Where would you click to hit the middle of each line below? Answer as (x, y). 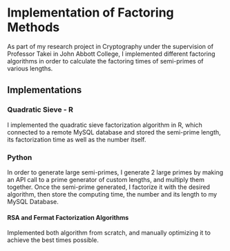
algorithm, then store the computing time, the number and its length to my (112, 194)
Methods (33, 27)
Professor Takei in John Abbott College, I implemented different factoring (111, 54)
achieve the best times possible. (53, 240)
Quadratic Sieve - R (40, 110)
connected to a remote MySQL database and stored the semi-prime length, (114, 132)
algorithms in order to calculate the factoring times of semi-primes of (105, 61)
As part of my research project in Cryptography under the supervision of (111, 46)
